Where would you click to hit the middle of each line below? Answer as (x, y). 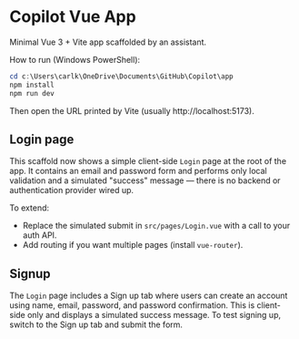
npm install (32, 85)
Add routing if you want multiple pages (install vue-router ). (133, 245)
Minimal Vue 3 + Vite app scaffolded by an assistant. (108, 42)
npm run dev (32, 93)
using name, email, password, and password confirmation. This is (132, 305)
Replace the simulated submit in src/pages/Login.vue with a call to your (156, 226)
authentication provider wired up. (72, 190)
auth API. (40, 235)
